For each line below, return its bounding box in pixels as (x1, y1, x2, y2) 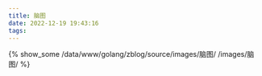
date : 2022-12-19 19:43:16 (8, 19, 99, 27)
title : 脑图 (8, 11, 46, 20)
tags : (8, 26, 27, 34)
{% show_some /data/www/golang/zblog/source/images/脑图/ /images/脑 (8, 50, 255, 59)
